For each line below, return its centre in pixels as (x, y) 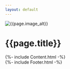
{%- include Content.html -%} (35, 57)
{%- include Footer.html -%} (34, 62)
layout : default (22, 10)
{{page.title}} (33, 43)
